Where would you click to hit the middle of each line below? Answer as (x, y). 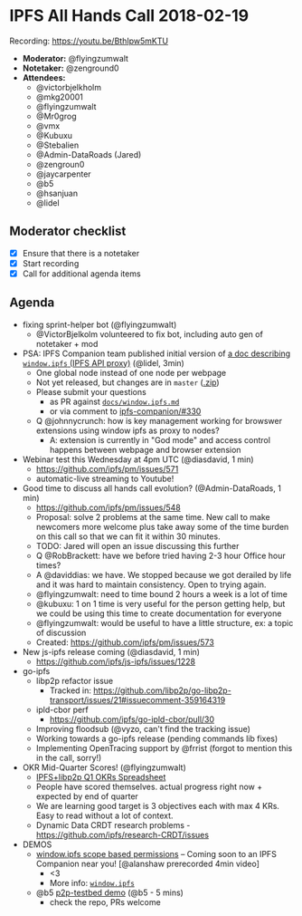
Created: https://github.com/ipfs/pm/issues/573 (125, 642)
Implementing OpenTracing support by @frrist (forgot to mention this (164, 747)
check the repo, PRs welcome (105, 902)
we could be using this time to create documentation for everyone (159, 613)
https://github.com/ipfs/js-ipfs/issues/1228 (116, 661)
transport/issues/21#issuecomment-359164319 (137, 699)
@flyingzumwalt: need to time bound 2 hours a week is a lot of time (161, 593)
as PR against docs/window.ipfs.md (114, 401)
